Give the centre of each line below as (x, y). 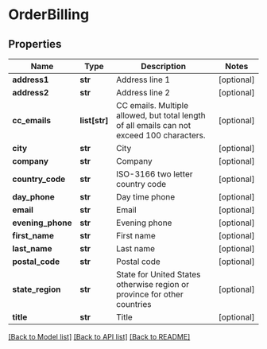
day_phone (33, 197)
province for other (150, 294)
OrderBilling (49, 15)
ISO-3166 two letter (155, 174)
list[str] (94, 120)
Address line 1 (143, 79)
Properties (35, 44)
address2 (31, 93)
